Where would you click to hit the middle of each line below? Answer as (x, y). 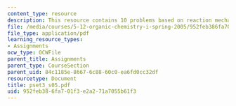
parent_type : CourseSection (48, 66)
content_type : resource (42, 14)
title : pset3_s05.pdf (39, 85)
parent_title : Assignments (47, 59)
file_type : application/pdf (48, 33)
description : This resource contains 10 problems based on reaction (110, 20)
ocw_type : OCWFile (34, 53)
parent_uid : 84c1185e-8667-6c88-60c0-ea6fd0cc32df (83, 72)
